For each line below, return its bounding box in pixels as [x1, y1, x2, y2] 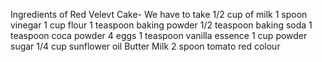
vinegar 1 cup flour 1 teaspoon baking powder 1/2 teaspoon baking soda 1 [10, 19, 313, 31]
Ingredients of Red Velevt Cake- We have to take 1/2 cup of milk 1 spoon [10, 9, 308, 20]
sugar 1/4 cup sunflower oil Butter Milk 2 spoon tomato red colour [10, 40, 281, 52]
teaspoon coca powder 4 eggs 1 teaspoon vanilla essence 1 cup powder [10, 30, 308, 41]
